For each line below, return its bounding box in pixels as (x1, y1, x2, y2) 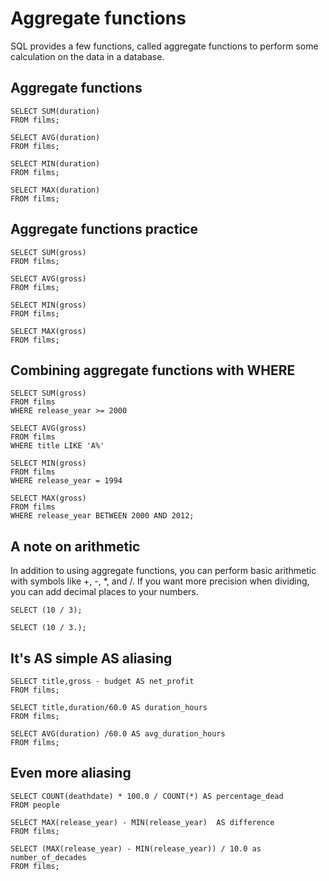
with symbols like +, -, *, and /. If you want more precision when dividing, (10, 575, 310, 587)
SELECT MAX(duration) (10, 185, 101, 195)
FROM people (10, 800, 60, 810)
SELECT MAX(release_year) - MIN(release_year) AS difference (10, 817, 275, 827)
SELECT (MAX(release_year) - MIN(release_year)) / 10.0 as (10, 843, 262, 854)
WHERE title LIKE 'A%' (10, 441, 105, 451)
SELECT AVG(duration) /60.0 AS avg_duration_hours (10, 729, 226, 739)
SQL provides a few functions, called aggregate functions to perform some (10, 40, 319, 52)
